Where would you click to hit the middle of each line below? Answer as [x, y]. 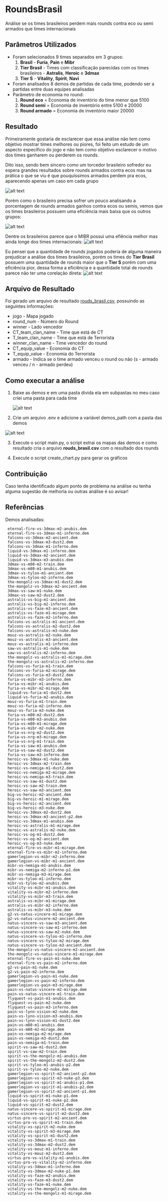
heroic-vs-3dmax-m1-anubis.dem [40, 821]
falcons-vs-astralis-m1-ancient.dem [46, 622]
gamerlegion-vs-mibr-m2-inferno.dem [46, 857]
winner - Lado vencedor [38, 327]
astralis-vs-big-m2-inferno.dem [41, 604]
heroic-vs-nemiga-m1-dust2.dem [40, 768]
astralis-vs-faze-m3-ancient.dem [43, 609]
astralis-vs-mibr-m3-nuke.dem [39, 910]
